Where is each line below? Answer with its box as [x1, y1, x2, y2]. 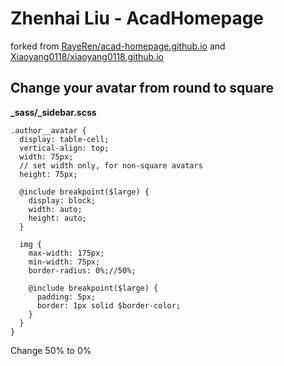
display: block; [28, 195, 97, 206]
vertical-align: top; [19, 143, 110, 153]
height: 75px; [19, 169, 78, 179]
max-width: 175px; [28, 248, 105, 258]
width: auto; [28, 204, 83, 214]
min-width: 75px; [28, 257, 101, 267]
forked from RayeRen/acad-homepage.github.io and [10, 40, 226, 52]
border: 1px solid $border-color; [36, 300, 182, 311]
